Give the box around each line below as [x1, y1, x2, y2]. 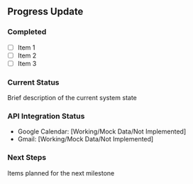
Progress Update [7, 6, 84, 18]
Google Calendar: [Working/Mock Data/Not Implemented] [17, 127, 187, 136]
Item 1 [17, 43, 35, 52]
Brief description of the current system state [7, 94, 137, 102]
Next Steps [7, 153, 47, 163]
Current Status [7, 77, 60, 87]
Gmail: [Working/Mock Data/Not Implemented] [17, 135, 154, 144]
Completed [7, 27, 47, 37]
